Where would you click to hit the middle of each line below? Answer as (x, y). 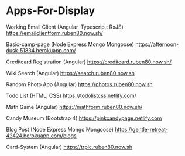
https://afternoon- (157, 44)
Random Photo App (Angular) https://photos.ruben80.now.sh (80, 84)
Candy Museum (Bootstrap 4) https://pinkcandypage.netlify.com (84, 118)
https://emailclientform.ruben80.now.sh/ (55, 33)
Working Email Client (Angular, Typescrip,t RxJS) (65, 27)
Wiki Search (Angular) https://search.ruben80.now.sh (70, 73)
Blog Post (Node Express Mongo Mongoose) (60, 129)
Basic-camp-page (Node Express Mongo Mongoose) (70, 44)
